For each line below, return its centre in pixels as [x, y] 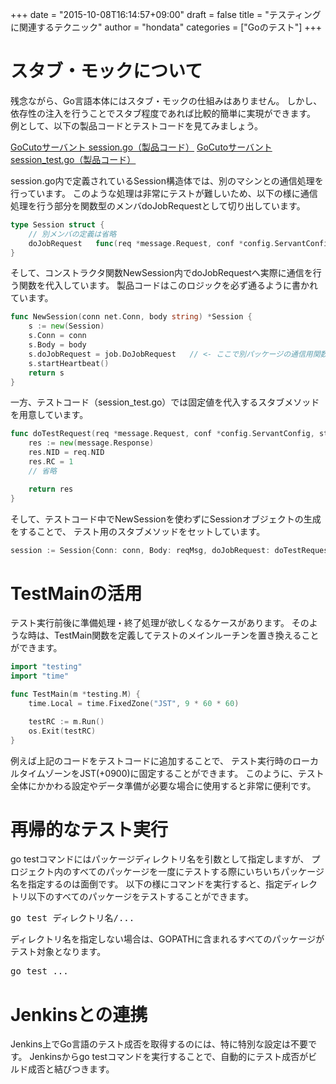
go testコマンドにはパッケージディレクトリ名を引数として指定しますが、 [160, 859]
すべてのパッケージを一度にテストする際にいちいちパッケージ [198, 872]
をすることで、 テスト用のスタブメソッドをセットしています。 [138, 531]
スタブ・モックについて [106, 71]
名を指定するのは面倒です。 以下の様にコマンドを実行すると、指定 [146, 884]
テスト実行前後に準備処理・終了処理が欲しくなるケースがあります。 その [160, 623]
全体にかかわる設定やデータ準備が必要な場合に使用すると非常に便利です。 [163, 785]
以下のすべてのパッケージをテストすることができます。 [140, 897]
